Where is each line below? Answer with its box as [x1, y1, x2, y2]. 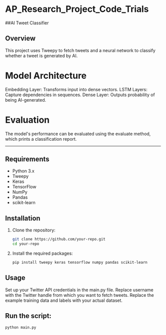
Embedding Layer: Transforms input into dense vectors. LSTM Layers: [5, 86, 148, 92]
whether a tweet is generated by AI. [5, 53, 78, 58]
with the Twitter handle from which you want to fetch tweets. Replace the [5, 292, 154, 298]
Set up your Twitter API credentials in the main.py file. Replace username [5, 286, 154, 293]
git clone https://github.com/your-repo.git [12, 237, 106, 242]
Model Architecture [5, 70, 87, 81]
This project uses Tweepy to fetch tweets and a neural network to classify [5, 47, 156, 53]
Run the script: [5, 312, 52, 320]
